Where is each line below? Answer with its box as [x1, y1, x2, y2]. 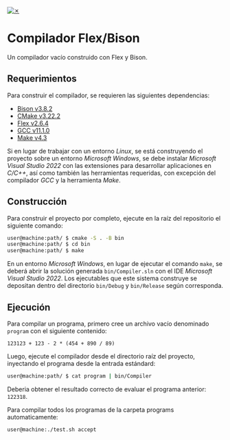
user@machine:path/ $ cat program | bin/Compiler [7, 373, 152, 380]
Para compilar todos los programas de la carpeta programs [7, 405, 174, 414]
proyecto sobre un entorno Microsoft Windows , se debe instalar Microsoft [7, 154, 216, 162]
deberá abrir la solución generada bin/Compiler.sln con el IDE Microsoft [7, 267, 213, 276]
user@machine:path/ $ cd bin [7, 241, 91, 248]
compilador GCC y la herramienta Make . [7, 175, 122, 184]
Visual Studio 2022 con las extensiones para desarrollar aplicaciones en [7, 161, 211, 169]
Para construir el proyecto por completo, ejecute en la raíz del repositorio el [7, 214, 221, 222]
